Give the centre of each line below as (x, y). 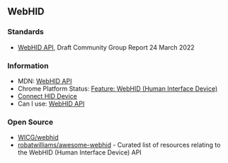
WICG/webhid (38, 137)
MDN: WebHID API (45, 81)
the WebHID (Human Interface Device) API (79, 152)
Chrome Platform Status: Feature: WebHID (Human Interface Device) (118, 89)
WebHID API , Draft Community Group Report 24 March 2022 (106, 47)
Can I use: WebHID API (51, 103)
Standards (26, 32)
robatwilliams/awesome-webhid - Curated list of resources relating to (119, 145)
